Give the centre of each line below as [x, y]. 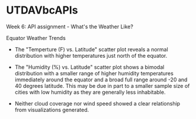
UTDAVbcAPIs [42, 10]
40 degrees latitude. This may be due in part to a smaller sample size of [102, 85]
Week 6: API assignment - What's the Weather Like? [70, 27]
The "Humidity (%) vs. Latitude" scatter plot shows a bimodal [89, 67]
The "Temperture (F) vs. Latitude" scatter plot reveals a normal [91, 49]
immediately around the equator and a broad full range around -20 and [101, 80]
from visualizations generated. [52, 110]
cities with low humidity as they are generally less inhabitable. [90, 92]
